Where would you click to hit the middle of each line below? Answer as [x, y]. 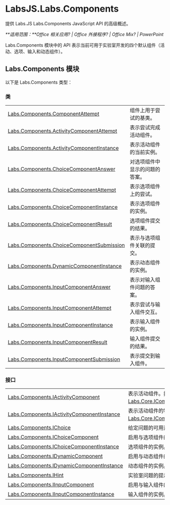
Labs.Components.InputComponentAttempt [60, 308]
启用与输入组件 [146, 485]
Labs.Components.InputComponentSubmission [64, 359]
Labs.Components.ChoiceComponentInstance [63, 207]
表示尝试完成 [145, 127]
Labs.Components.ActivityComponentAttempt [62, 131]
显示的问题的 [145, 170]
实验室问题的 [143, 476]
